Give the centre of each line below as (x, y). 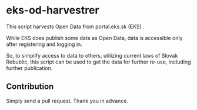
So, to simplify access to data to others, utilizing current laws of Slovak (92, 55)
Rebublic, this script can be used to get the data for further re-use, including (98, 62)
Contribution (30, 87)
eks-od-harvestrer (53, 10)
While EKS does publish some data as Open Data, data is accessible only (94, 38)
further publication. (29, 68)
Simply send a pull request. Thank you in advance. (67, 101)
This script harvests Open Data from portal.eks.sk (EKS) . (76, 26)
